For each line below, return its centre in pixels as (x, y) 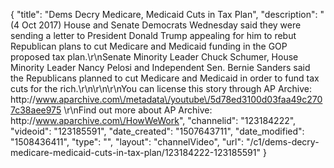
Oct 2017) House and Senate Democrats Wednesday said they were (161, 25)
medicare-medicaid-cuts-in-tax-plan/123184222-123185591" (135, 152)
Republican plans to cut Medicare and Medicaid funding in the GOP (149, 46)
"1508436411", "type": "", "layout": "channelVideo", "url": (127, 142)
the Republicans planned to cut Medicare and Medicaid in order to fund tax (165, 78)
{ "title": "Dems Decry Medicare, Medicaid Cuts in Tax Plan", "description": (164, 14)
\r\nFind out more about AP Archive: (138, 110)
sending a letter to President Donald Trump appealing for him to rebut (153, 35)
